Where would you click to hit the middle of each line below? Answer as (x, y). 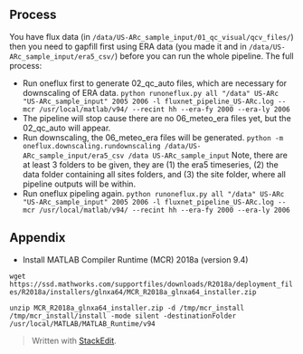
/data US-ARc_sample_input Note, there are (208, 155)
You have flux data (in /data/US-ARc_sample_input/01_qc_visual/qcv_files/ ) (151, 36)
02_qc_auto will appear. (66, 128)
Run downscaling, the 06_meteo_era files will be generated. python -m (153, 137)
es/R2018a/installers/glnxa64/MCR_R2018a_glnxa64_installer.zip (133, 292)
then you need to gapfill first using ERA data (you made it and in (128, 46)
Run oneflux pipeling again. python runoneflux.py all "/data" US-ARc (153, 193)
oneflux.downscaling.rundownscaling (91, 146)
